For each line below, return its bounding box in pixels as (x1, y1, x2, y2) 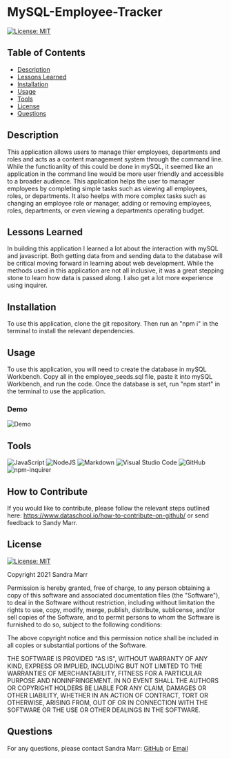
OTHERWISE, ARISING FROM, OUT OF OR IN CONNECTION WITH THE (7, 698, 208, 707)
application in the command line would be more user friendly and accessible (7, 170, 224, 178)
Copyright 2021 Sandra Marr (7, 570, 88, 578)
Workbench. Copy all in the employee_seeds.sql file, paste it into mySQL (7, 373, 213, 380)
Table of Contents (7, 47, 86, 59)
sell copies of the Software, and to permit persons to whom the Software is (7, 613, 221, 621)
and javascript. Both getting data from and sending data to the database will (7, 252, 223, 260)
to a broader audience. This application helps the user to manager (7, 177, 195, 185)
